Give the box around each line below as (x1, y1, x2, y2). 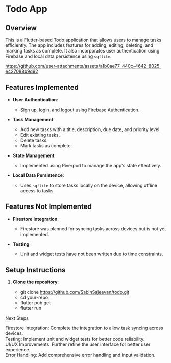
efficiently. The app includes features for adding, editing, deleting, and (5, 42, 153, 48)
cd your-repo (20, 294, 48, 301)
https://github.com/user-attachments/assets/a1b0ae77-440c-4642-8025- (5, 63, 162, 69)
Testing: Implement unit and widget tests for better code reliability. (5, 336, 145, 342)
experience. (5, 347, 31, 353)
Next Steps (5, 315, 29, 321)
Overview (5, 23, 37, 32)
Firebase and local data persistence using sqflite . (5, 53, 112, 59)
